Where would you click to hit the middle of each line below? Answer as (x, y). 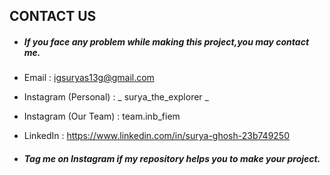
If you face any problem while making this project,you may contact (166, 41)
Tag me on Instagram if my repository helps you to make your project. (172, 158)
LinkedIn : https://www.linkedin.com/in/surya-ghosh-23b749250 (156, 136)
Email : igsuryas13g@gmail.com (89, 78)
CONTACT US (53, 16)
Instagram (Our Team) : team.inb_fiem (102, 116)
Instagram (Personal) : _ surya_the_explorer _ (116, 97)
